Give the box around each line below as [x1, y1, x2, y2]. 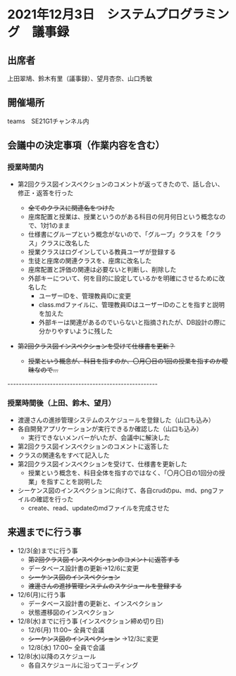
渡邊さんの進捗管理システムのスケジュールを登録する [27, 582, 182, 590]
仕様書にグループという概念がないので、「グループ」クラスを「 [27, 230, 210, 238]
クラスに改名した [40, 239, 90, 247]
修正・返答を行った [17, 188, 74, 197]
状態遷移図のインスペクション [27, 608, 115, 616]
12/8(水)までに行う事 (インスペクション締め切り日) [17, 617, 164, 625]
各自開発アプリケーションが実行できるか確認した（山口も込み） [17, 424, 203, 433]
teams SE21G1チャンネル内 [7, 117, 89, 125]
